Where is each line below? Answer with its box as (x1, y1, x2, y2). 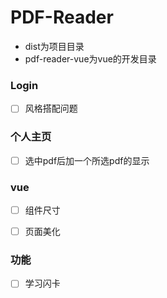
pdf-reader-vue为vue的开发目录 (24, 52, 157, 65)
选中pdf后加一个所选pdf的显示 (24, 154, 150, 166)
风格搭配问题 (24, 102, 78, 115)
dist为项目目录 (24, 40, 85, 52)
